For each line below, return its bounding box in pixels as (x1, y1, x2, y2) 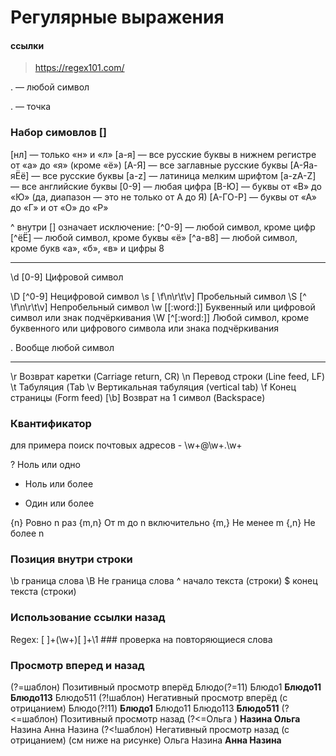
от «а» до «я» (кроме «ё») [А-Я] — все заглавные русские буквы (10, 159, 288, 171)
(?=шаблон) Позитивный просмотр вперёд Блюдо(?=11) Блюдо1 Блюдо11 (10, 681, 322, 693)
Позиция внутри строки (10, 552, 133, 566)
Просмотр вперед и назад (10, 658, 145, 672)
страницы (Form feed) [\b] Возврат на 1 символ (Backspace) (10, 391, 266, 403)
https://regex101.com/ (34, 62, 125, 74)
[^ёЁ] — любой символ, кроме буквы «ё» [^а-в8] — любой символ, (10, 231, 298, 243)
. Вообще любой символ (10, 341, 115, 353)
